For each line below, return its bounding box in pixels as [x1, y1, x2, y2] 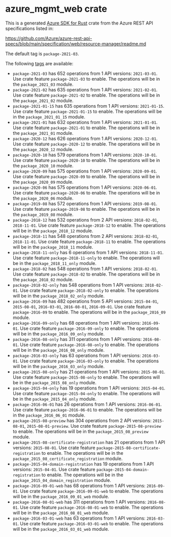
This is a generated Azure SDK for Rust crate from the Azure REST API [5, 20, 153, 26]
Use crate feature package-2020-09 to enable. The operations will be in [12, 173, 160, 179]
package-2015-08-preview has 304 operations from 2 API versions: [12, 417, 152, 424]
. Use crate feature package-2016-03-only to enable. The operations [17, 358, 159, 364]
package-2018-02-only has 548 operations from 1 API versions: [12, 282, 144, 288]
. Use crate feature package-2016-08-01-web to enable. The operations [17, 504, 163, 510]
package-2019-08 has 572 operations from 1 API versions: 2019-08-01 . [12, 200, 157, 207]
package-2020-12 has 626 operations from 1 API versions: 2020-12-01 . [12, 135, 158, 141]
